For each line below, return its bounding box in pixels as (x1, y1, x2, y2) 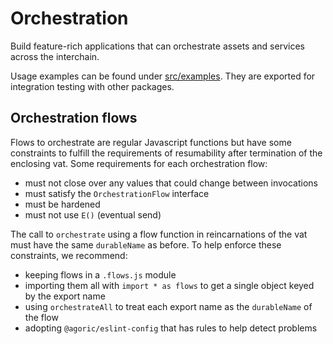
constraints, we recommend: (10, 249, 128, 261)
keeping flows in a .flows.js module (24, 268, 177, 281)
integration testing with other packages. (10, 80, 175, 92)
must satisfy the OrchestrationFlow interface (24, 187, 210, 199)
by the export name (24, 290, 106, 302)
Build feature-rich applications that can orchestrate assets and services (10, 40, 305, 52)
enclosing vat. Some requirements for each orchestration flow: (10, 157, 268, 169)
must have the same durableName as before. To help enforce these (10, 238, 282, 251)
